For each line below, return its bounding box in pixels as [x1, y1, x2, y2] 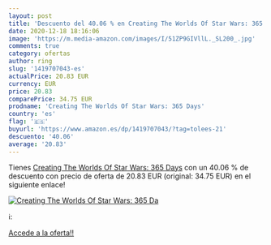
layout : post [8, 11, 53, 20]
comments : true [8, 42, 60, 50]
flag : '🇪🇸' [8, 118, 49, 126]
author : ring [8, 58, 53, 66]
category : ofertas [8, 49, 71, 58]
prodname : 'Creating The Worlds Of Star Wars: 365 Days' [8, 102, 205, 110]
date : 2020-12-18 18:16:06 [8, 27, 100, 35]
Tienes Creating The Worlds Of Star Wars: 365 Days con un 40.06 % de [8, 162, 249, 172]
